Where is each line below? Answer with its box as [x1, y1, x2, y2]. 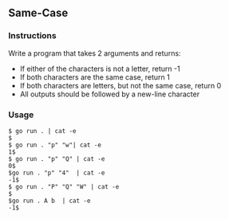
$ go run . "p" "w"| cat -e [8, 141, 102, 149]
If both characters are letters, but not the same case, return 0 [19, 80, 222, 90]
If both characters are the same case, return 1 [19, 72, 170, 82]
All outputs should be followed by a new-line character [19, 89, 200, 99]
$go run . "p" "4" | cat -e [8, 169, 105, 177]
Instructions [8, 30, 57, 41]
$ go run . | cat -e [8, 127, 77, 135]
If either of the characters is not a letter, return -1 [19, 64, 181, 73]
